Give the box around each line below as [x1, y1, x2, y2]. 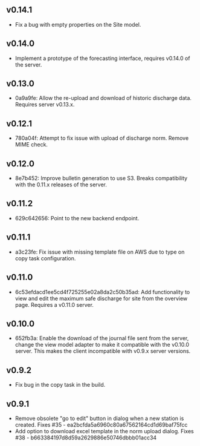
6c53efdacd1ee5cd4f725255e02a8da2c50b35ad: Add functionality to [15, 288, 190, 295]
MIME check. [15, 141, 48, 148]
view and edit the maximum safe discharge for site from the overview [15, 295, 188, 302]
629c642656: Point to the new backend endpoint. [15, 214, 140, 221]
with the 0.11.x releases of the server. [15, 181, 108, 188]
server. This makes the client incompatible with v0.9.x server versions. [15, 347, 191, 355]
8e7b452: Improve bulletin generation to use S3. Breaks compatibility [15, 175, 188, 182]
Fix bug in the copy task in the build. [15, 381, 106, 389]
